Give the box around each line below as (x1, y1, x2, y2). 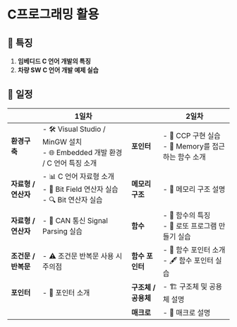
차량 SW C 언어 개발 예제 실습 (17, 66, 99, 74)
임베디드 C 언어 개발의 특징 (17, 57, 92, 65)
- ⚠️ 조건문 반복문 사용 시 (42, 251, 123, 261)
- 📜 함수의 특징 (162, 210, 211, 220)
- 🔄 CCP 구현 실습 (162, 131, 221, 141)
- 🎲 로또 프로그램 (162, 221, 217, 231)
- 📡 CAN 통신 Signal (42, 215, 108, 225)
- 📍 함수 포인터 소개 (162, 245, 226, 255)
